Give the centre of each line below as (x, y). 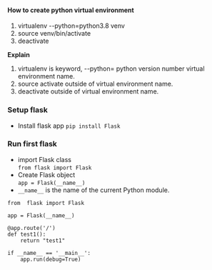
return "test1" (43, 240)
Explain (19, 55)
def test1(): (27, 234)
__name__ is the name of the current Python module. (94, 190)
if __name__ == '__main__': (49, 253)
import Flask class (44, 159)
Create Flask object (46, 174)
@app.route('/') (31, 228)
